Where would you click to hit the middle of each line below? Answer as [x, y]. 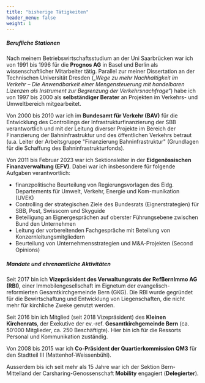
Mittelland [19, 373]
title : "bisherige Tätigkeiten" [47, 12]
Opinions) [28, 250]
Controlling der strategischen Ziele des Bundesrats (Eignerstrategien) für [107, 204]
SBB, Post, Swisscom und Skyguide [60, 211]
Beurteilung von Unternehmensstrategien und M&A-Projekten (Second [104, 244]
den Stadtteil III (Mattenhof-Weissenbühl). [59, 355]
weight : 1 [19, 23]
